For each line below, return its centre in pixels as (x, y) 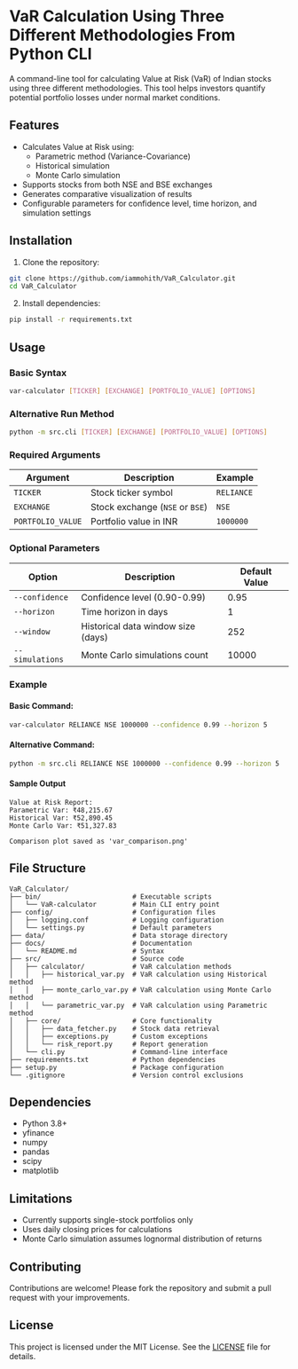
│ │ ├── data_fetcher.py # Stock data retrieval (114, 1028)
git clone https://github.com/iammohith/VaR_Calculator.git (123, 278)
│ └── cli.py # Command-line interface (118, 1052)
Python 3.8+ (45, 1123)
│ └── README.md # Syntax (87, 951)
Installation (41, 241)
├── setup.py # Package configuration (117, 1067)
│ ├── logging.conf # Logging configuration (117, 920)
